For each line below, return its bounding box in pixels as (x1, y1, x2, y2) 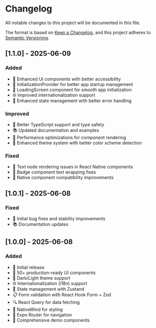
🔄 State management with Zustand (12, 286, 85, 292)
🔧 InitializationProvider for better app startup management (12, 81, 133, 87)
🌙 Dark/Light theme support (12, 275, 70, 281)
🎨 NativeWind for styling (12, 306, 63, 312)
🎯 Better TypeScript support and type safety (12, 121, 105, 127)
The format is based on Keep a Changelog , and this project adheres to (5, 29, 151, 35)
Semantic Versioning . (5, 35, 49, 41)
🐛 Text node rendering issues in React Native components (12, 164, 133, 170)
